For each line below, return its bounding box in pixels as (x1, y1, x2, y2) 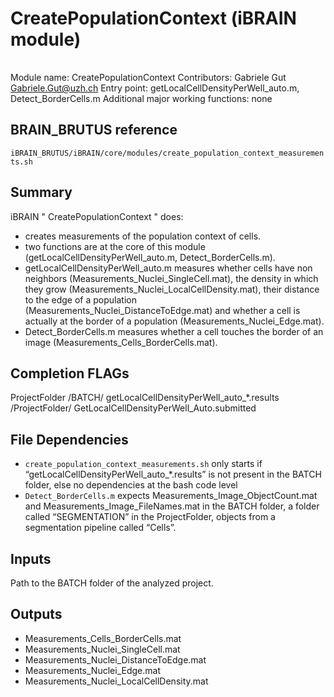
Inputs (10, 550, 52, 567)
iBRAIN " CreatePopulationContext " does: (10, 210, 184, 222)
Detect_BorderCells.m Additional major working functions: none (10, 92, 273, 104)
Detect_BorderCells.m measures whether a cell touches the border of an (24, 325, 324, 337)
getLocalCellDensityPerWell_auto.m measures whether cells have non (24, 262, 313, 274)
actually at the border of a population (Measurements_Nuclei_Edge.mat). (24, 315, 325, 327)
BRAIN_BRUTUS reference (10, 122, 178, 139)
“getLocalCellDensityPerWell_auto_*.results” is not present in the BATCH (24, 468, 322, 481)
